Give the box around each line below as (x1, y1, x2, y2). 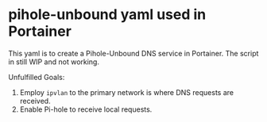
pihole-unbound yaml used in (8, 6, 207, 24)
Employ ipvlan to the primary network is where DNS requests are (19, 87, 234, 97)
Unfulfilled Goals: (8, 72, 65, 82)
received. (19, 96, 51, 105)
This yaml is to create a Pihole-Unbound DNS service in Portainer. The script (8, 48, 259, 58)
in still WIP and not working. (8, 57, 99, 67)
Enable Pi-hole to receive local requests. (19, 105, 153, 114)
